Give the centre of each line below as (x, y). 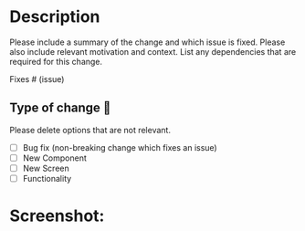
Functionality (47, 178)
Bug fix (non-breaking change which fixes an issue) (120, 147)
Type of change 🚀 (60, 108)
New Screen (46, 168)
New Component (54, 158)
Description (55, 17)
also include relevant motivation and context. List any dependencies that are (153, 51)
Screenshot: (57, 216)
